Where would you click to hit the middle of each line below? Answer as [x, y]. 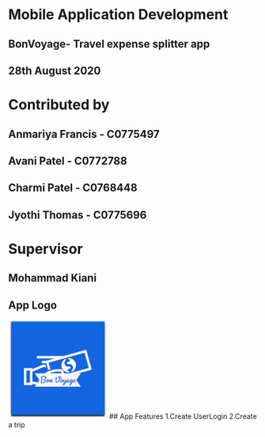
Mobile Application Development [118, 15]
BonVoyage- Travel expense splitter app [109, 44]
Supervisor [45, 249]
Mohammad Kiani [53, 278]
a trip [17, 425]
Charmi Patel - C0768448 [73, 188]
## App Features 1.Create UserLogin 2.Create [183, 416]
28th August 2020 [55, 70]
